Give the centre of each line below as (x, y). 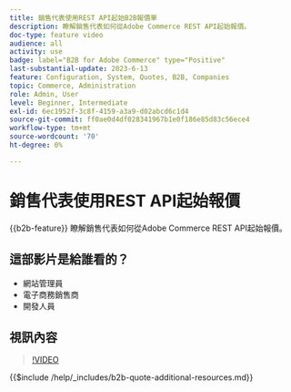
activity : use (36, 52)
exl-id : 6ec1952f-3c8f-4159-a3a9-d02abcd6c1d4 (99, 111)
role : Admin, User (44, 94)
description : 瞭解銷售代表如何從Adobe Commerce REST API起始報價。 (130, 26)
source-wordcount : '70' (55, 137)
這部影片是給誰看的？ (69, 259)
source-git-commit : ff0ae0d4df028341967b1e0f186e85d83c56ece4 (130, 119)
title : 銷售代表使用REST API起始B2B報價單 (83, 18)
